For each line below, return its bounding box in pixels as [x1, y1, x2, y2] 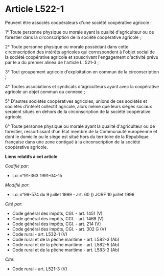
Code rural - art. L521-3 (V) [12, 266, 68, 272]
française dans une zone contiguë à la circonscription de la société [5, 138, 141, 145]
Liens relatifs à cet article [5, 153, 58, 160]
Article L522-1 [5, 3, 64, 15]
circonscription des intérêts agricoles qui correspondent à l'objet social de [5, 49, 155, 55]
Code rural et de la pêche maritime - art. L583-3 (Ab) [12, 247, 120, 253]
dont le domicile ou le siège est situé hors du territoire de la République [5, 134, 149, 139]
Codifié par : [5, 163, 29, 169]
